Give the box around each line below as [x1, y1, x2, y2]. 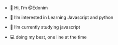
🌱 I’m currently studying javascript [9, 24, 81, 30]
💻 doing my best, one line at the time [9, 34, 87, 40]
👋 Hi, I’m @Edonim [9, 5, 48, 10]
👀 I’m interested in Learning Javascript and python [9, 14, 114, 20]
